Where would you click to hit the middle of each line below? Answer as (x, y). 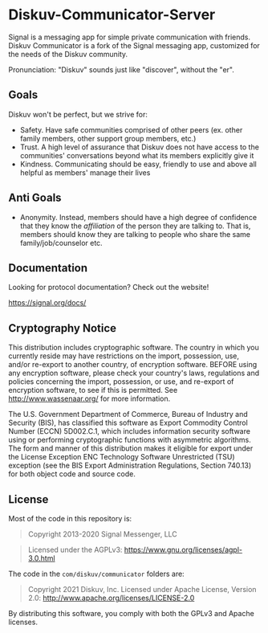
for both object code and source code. (72, 474)
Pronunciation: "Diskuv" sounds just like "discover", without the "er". (121, 69)
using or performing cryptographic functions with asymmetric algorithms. (130, 440)
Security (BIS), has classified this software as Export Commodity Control (128, 423)
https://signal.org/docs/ (47, 303)
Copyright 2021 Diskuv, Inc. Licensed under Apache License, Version (142, 589)
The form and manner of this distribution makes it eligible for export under (131, 448)
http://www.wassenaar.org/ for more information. (89, 398)
